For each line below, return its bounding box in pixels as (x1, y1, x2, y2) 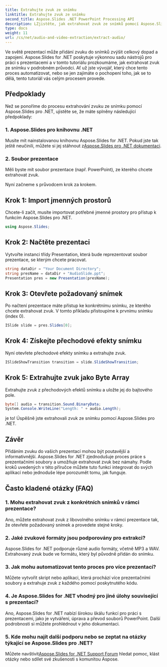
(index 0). (5, 313, 25, 320)
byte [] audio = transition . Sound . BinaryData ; (5, 401, 101, 407)
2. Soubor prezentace (5, 155, 59, 162)
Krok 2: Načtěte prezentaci (5, 238, 90, 247)
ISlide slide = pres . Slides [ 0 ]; (5, 323, 72, 328)
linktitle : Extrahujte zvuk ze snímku (5, 12, 85, 17)
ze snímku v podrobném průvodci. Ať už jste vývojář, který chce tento (5, 64, 148, 70)
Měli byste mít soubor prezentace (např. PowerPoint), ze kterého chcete (5, 167, 153, 173)
